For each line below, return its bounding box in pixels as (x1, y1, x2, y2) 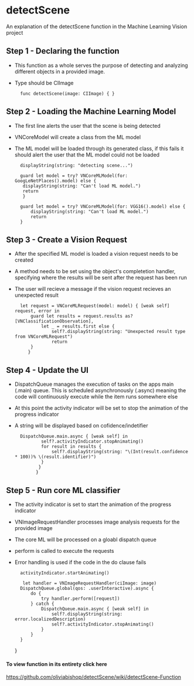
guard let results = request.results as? (30, 313, 133, 320)
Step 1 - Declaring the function (6, 46, 120, 56)
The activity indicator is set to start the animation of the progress (14, 501, 172, 508)
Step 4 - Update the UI (6, 365, 89, 375)
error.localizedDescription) (14, 616, 86, 622)
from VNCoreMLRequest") (14, 334, 73, 340)
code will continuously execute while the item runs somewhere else (14, 393, 178, 400)
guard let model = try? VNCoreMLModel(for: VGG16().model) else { (20, 203, 186, 209)
